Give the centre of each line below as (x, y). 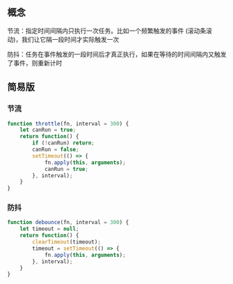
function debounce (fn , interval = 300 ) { (68, 223)
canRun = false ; (56, 149)
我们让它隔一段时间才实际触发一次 (71, 39)
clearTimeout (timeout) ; (66, 242)
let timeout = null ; (49, 229)
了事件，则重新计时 (35, 63)
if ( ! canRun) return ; (64, 143)
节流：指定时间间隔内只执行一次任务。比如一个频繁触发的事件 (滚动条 (107, 31)
